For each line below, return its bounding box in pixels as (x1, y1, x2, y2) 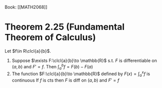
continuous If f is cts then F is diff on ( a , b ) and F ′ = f (11, 77, 119, 83)
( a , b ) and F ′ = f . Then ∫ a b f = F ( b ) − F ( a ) (11, 62, 93, 71)
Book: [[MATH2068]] (4, 4, 48, 10)
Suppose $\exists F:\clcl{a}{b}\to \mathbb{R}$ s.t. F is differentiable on (11, 58, 157, 63)
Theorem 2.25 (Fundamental (4, 22, 125, 32)
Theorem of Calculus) (4, 32, 96, 43)
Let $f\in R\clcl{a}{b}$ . (4, 48, 52, 54)
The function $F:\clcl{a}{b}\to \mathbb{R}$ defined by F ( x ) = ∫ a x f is (11, 70, 151, 78)
